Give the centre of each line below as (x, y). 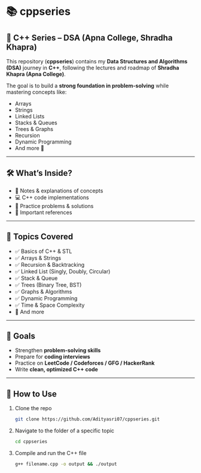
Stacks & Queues (36, 123)
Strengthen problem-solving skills (58, 350)
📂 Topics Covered (40, 237)
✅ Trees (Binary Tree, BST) (48, 285)
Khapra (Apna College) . (36, 74)
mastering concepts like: (36, 92)
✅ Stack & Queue (36, 278)
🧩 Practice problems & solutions (54, 206)
